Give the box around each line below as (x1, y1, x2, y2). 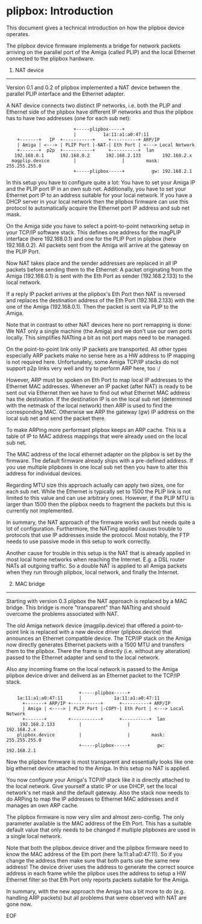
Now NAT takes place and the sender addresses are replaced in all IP (6, 260, 177, 267)
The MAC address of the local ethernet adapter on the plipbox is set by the (6, 451, 191, 458)
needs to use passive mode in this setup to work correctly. (6, 538, 151, 545)
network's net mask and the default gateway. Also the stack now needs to (6, 789, 189, 796)
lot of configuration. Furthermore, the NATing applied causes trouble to (6, 524, 182, 532)
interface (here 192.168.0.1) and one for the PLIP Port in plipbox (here (6, 235, 176, 242)
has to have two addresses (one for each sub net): (6, 114, 131, 121)
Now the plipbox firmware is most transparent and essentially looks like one (6, 758, 194, 765)
